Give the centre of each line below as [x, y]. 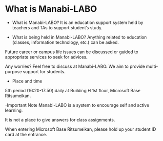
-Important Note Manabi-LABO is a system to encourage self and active [77, 105]
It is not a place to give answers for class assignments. [60, 120]
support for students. [44, 71]
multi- [152, 66]
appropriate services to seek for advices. [46, 57]
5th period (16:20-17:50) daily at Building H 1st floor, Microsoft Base [73, 90]
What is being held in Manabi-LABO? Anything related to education [80, 37]
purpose [13, 71]
